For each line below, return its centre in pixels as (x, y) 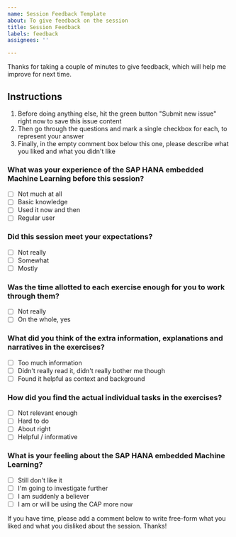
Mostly (28, 268)
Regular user (36, 218)
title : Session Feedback (44, 27)
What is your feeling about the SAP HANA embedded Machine (116, 456)
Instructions (35, 96)
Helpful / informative (47, 437)
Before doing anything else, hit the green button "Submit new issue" (117, 114)
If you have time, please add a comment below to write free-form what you (117, 518)
